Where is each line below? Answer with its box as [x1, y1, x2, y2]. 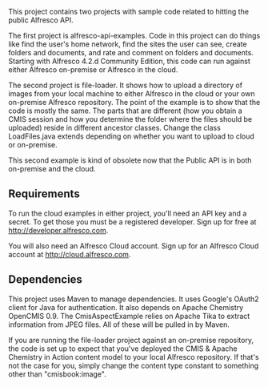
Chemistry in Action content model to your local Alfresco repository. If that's [8, 352, 259, 361]
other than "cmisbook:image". [8, 369, 106, 379]
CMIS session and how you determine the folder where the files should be [8, 115, 253, 123]
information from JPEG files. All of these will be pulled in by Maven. [8, 320, 230, 329]
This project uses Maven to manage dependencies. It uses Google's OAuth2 [8, 294, 259, 304]
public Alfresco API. [8, 15, 74, 25]
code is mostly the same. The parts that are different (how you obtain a [8, 106, 242, 115]
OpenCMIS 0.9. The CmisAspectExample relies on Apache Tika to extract [8, 311, 250, 320]
